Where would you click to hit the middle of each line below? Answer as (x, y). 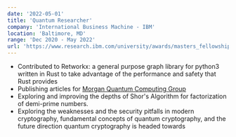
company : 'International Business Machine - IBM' (81, 27)
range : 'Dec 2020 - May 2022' (52, 40)
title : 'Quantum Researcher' (50, 20)
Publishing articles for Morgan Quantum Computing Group (101, 89)
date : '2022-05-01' (36, 14)
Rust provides (38, 81)
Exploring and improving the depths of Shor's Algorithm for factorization (122, 96)
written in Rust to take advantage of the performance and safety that (117, 74)
